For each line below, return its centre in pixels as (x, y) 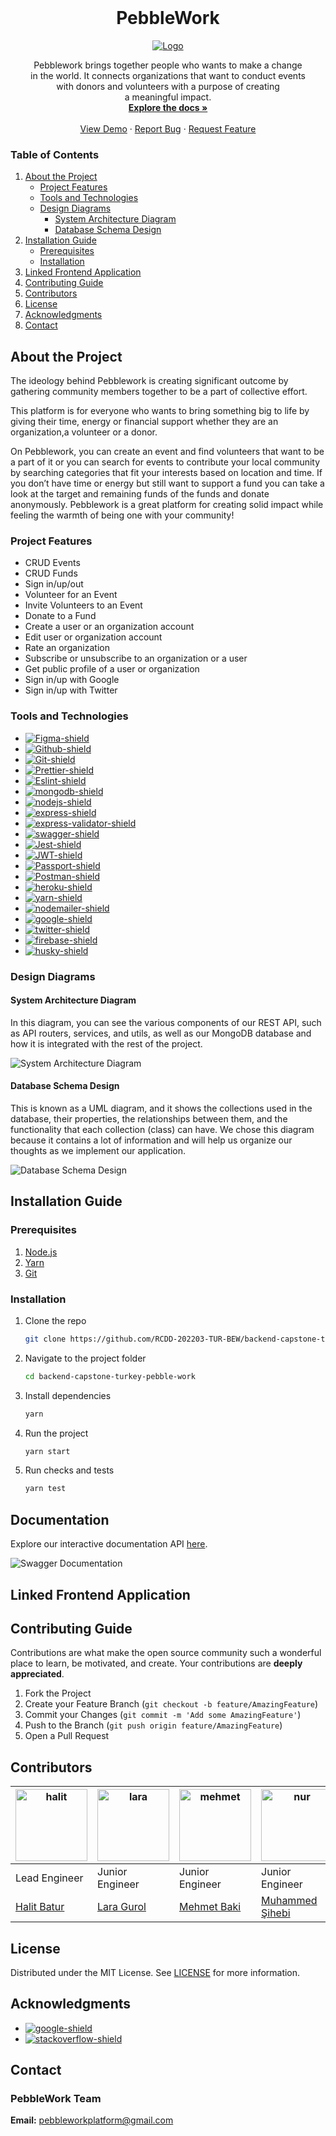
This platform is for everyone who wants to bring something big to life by (160, 411)
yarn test (45, 1489)
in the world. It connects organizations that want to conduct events (168, 75)
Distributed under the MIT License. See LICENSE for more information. (155, 1972)
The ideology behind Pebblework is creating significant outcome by (149, 381)
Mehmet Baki (210, 1907)
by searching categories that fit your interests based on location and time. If (166, 473)
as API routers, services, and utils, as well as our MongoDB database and (161, 1033)
